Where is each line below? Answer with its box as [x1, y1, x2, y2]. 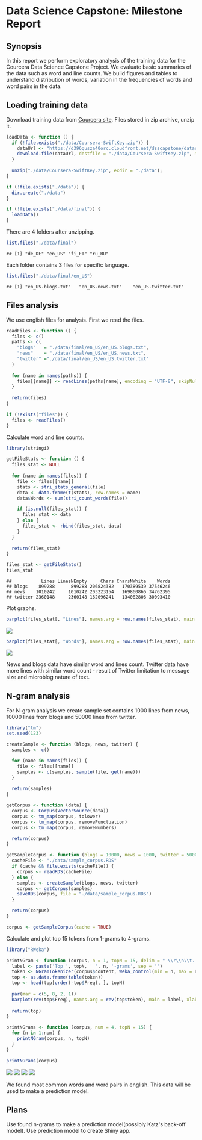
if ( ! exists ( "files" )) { [6, 411, 69, 417]
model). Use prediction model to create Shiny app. [6, 1127, 131, 1135]
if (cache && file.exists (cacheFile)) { [11, 863, 114, 870]
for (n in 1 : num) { [11, 1030, 61, 1036]
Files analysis [6, 300, 59, 311]
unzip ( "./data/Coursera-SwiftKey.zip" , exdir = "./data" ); [11, 167, 163, 174]
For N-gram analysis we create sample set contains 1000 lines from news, [6, 706, 190, 714]
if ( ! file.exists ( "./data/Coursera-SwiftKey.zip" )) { [11, 140, 149, 146]
